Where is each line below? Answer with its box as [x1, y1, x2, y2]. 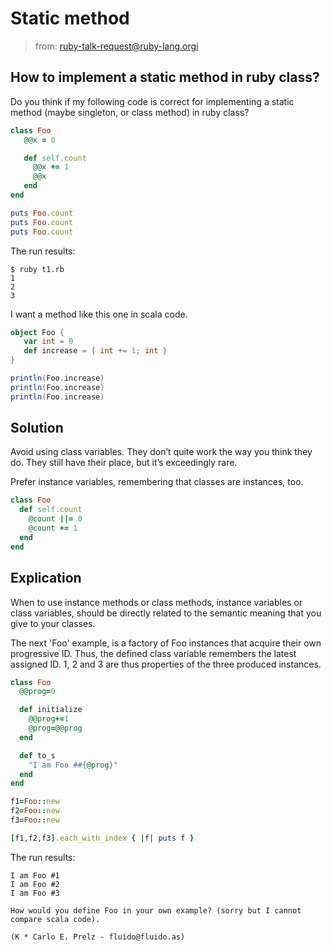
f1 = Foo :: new [10, 797, 60, 807]
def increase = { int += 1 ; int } [23, 346, 168, 356]
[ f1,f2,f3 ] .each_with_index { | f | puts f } [10, 833, 195, 843]
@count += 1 [28, 523, 78, 534]
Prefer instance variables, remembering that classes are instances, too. [10, 476, 304, 488]
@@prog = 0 [19, 687, 56, 697]
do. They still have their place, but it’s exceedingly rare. [10, 457, 238, 469]
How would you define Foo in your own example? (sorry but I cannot [10, 905, 302, 916]
